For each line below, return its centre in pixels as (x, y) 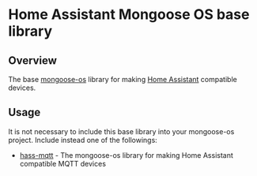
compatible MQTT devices (63, 163)
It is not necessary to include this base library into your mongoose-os (121, 131)
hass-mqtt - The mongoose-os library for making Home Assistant (126, 155)
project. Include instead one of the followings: (83, 140)
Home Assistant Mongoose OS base (129, 15)
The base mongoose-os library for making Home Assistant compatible (123, 79)
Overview (33, 60)
